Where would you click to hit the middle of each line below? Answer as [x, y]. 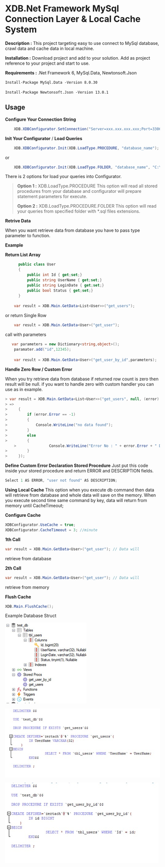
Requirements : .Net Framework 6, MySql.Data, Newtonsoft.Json [71, 72]
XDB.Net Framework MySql [62, 9]
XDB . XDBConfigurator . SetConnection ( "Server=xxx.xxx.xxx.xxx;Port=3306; [89, 129]
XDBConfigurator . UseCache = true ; [41, 525]
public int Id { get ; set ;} [55, 275]
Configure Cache [23, 515]
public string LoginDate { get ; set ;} [66, 285]
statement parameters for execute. [52, 197]
